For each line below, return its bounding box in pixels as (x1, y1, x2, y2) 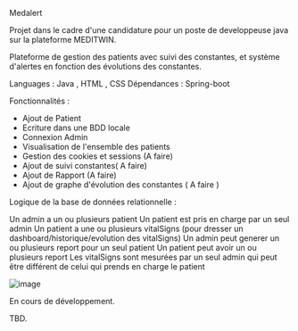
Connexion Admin (21, 132, 88, 142)
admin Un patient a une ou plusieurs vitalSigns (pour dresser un (9, 223, 244, 234)
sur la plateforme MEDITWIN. (9, 35, 117, 45)
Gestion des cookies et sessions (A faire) (21, 151, 174, 161)
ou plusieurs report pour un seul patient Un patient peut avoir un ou (9, 243, 257, 252)
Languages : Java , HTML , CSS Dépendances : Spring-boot (9, 79, 230, 88)
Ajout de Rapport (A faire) (21, 170, 118, 180)
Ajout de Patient (21, 113, 82, 123)
